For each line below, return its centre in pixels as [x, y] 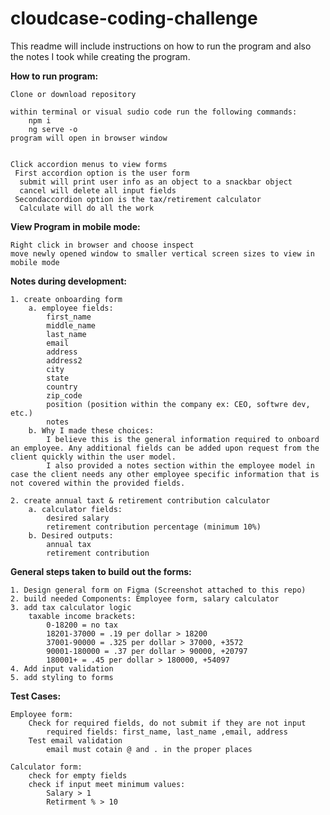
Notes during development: [68, 281]
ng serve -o [53, 129]
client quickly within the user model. [93, 457]
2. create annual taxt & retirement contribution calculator [140, 500]
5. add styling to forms [62, 677]
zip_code [64, 395]
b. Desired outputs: [71, 535]
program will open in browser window [89, 138]
